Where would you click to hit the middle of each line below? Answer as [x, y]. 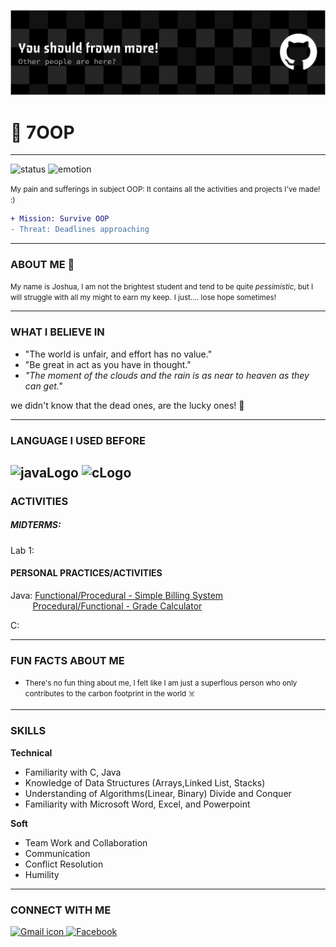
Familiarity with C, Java [73, 772]
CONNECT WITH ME [61, 910]
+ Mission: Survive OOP [60, 219]
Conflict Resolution [64, 864]
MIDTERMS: [36, 525]
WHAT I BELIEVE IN [57, 332]
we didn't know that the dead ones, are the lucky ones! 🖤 [127, 405]
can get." [43, 386]
